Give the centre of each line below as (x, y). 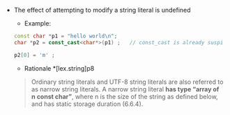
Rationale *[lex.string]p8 (59, 68)
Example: (37, 23)
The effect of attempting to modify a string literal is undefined (102, 10)
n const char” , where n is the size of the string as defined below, (124, 96)
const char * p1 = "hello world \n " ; (66, 36)
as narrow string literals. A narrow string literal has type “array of (125, 89)
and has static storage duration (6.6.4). (87, 104)
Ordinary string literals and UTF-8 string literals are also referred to (127, 82)
